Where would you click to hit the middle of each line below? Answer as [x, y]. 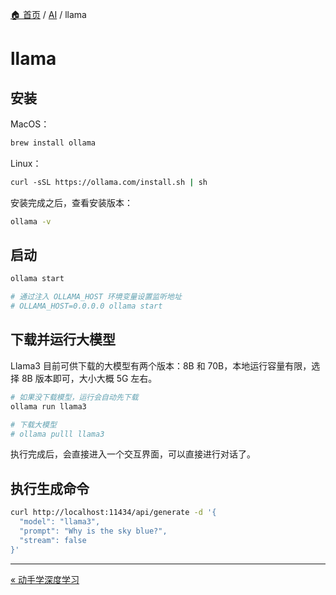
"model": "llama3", [60, 522]
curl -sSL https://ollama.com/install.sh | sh [109, 182]
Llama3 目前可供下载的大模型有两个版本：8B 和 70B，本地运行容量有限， [161, 365]
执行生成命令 [50, 488]
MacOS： [30, 124]
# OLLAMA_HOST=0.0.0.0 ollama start [86, 306]
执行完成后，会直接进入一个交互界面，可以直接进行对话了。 [133, 454]
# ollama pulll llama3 [57, 434]
